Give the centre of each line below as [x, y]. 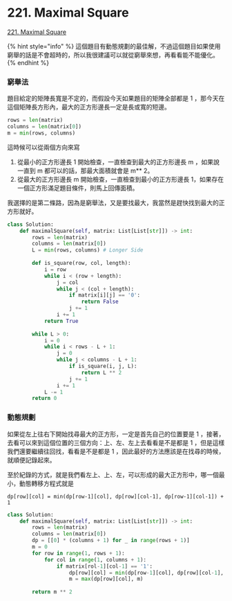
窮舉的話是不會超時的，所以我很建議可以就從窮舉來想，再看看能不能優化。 [113, 55]
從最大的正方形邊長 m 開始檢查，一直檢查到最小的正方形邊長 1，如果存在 [120, 179]
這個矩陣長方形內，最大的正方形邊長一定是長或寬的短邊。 [89, 107]
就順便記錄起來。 [31, 460]
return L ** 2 [101, 372]
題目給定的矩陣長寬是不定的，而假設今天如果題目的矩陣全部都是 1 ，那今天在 [116, 98]
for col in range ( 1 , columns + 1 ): [95, 559]
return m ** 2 [52, 592]
